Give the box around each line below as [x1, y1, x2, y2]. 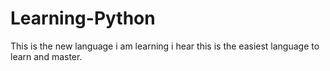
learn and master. [10, 50, 83, 62]
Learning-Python [10, 7, 156, 30]
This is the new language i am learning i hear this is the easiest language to [10, 40, 320, 52]
